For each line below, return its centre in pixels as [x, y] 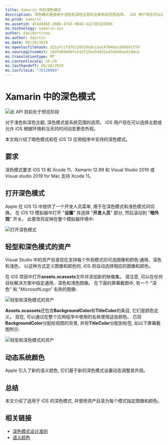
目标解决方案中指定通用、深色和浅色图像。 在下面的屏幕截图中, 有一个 [77, 283]
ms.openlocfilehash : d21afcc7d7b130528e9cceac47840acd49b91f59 [72, 47]
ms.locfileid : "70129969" [32, 71]
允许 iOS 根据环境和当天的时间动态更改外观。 [52, 128]
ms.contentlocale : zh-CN [31, 61]
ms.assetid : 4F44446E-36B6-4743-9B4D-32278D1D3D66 [59, 24]
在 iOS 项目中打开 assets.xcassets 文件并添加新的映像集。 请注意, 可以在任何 [84, 277]
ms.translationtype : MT [30, 56]
